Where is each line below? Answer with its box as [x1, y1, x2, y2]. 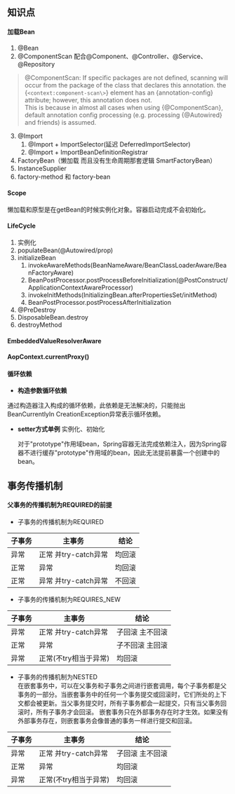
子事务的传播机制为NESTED [17, 672, 98, 681]
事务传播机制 [7, 479, 63, 492]
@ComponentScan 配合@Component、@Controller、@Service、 [17, 52, 207, 60]
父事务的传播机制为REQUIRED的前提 [7, 500, 112, 509]
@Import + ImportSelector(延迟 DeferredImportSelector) [27, 139, 191, 149]
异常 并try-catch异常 [39, 575, 109, 585]
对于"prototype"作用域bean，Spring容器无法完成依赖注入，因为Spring [17, 440, 221, 449]
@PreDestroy [17, 306, 56, 314]
